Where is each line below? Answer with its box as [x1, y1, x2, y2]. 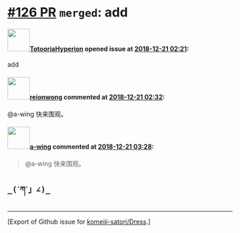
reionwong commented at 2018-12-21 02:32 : [29, 92, 166, 101]
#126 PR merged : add [7, 4, 129, 21]
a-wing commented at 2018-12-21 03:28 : [29, 142, 154, 151]
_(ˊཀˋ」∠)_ [7, 184, 51, 195]
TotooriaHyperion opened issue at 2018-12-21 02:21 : [29, 44, 189, 53]
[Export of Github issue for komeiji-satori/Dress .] [7, 217, 151, 226]
